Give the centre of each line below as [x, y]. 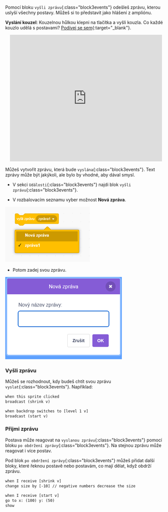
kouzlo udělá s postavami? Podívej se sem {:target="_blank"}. [68, 28]
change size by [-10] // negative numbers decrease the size [70, 486]
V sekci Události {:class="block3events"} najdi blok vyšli [72, 184]
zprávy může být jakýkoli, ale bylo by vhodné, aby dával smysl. [70, 175]
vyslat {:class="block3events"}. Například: [49, 387]
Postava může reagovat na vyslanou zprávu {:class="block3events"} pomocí [83, 440]
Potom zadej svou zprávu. [39, 270]
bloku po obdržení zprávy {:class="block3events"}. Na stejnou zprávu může [83, 445]
